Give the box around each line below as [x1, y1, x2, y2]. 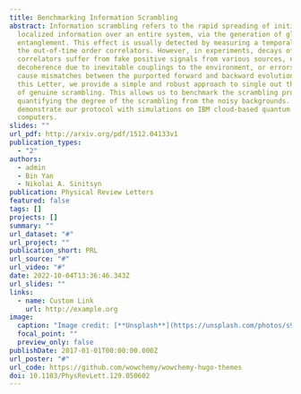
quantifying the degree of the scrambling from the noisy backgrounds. [17, 96, 291, 106]
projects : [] [9, 212, 58, 222]
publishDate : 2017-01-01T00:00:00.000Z [9, 346, 159, 355]
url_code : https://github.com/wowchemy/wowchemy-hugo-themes [9, 363, 243, 372]
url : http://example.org [25, 304, 118, 313]
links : [9, 287, 34, 296]
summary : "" [9, 221, 54, 230]
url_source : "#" [9, 254, 70, 264]
